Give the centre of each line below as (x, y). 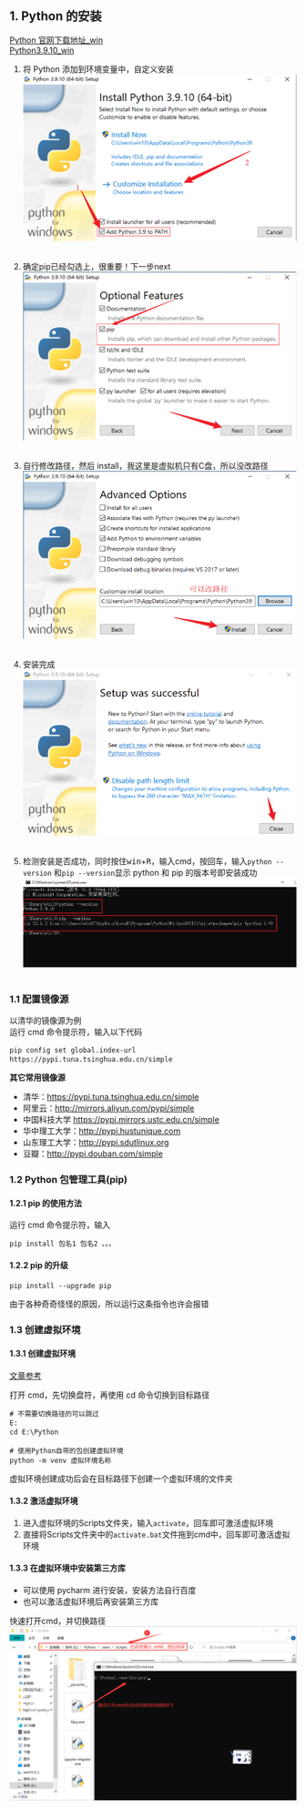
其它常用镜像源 (37, 1078)
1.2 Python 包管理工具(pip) (68, 1179)
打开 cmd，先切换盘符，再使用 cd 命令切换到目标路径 (110, 1395)
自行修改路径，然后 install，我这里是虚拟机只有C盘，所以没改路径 (145, 465)
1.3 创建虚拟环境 (45, 1330)
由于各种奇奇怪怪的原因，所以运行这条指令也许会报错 (109, 1304)
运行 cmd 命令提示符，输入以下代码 (76, 1032)
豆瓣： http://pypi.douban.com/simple (93, 1154)
